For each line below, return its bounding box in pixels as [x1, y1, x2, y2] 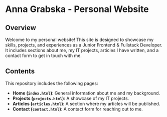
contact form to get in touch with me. [5, 52, 82, 58]
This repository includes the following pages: [5, 80, 98, 86]
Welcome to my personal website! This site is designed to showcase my [5, 36, 154, 42]
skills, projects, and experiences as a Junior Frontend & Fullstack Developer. [5, 42, 163, 48]
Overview [5, 23, 37, 32]
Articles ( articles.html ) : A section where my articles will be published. [12, 100, 160, 106]
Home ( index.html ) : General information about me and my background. [12, 90, 160, 96]
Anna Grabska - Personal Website [5, 3, 149, 15]
